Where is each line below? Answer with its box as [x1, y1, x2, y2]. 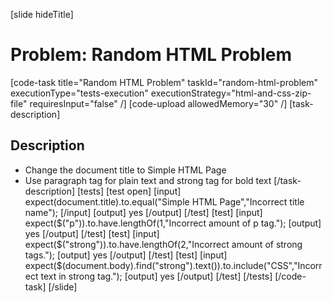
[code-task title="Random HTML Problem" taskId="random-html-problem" [10, 76, 318, 88]
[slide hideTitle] [10, 9, 74, 20]
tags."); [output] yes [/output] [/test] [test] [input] [24, 249, 228, 261]
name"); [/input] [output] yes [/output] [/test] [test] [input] [24, 206, 263, 218]
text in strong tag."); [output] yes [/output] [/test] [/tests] [40, 270, 273, 282]
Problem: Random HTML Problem [10, 44, 293, 66]
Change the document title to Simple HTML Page [24, 164, 227, 176]
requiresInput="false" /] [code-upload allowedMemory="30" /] [29, 97, 288, 109]
